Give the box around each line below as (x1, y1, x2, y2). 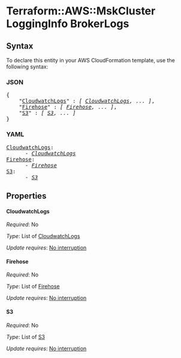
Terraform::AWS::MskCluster (6, 4, 156, 18)
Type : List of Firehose (6, 283, 60, 290)
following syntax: (6, 63, 49, 70)
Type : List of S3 (6, 333, 46, 340)
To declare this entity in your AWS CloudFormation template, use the (6, 57, 175, 64)
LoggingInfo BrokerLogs (6, 17, 129, 31)
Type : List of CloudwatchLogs (6, 233, 80, 240)
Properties (6, 191, 47, 201)
